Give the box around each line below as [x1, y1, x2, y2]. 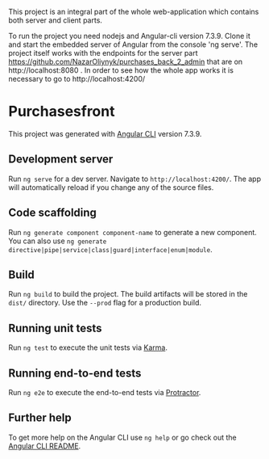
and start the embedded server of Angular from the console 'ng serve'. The [8, 40, 259, 49]
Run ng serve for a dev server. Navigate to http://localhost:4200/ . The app [8, 174, 262, 183]
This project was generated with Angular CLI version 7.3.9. [8, 128, 202, 138]
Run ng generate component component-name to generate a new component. [8, 227, 258, 237]
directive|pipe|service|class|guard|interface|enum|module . [8, 244, 213, 254]
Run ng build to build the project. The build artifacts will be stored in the [8, 289, 248, 299]
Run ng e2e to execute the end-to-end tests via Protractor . [8, 388, 201, 397]
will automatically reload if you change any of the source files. [8, 182, 214, 192]
